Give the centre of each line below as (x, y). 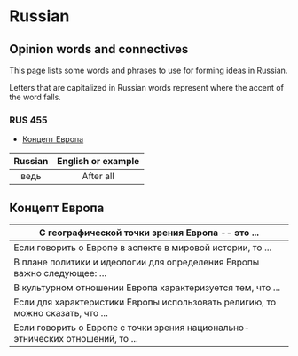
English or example (98, 162)
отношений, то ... (102, 339)
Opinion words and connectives (99, 49)
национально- (218, 328)
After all (98, 177)
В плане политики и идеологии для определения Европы (137, 262)
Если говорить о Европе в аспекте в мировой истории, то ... (143, 248)
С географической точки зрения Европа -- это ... (149, 233)
